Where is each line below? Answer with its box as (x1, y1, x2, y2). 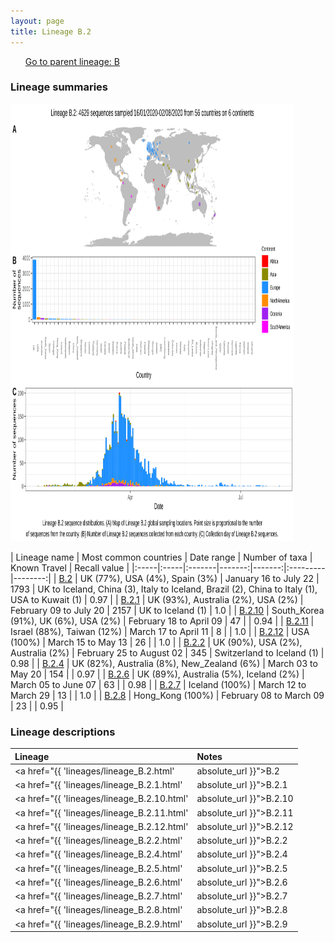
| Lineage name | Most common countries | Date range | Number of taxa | (10, 551, 313, 563)
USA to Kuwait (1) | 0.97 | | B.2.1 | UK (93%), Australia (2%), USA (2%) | (10, 593, 304, 605)
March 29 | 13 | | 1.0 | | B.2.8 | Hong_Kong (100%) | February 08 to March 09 (10, 689, 325, 701)
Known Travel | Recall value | (10, 561, 130, 574)
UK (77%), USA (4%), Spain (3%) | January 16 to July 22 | (79, 572, 320, 584)
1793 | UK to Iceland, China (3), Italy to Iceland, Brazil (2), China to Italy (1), (10, 583, 318, 595)
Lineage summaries (10, 80, 109, 94)
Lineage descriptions (10, 725, 116, 739)
